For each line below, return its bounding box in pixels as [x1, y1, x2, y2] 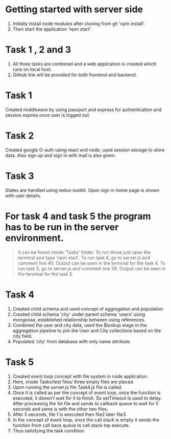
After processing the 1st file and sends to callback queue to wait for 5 [12, 400, 159, 406]
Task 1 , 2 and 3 [5, 44, 71, 56]
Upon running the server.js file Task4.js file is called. [12, 384, 123, 390]
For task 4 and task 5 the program [5, 210, 151, 222]
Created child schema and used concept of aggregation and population [12, 305, 163, 312]
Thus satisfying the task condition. [12, 427, 86, 433]
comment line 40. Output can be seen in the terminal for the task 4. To [17, 260, 166, 266]
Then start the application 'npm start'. [12, 26, 92, 32]
